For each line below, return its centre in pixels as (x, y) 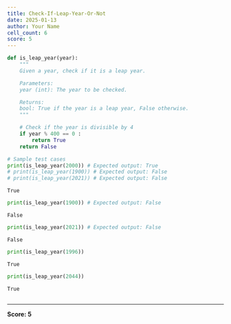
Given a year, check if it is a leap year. (83, 71)
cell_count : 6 (27, 33)
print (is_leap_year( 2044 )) (46, 276)
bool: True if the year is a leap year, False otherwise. (104, 109)
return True (49, 140)
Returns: (32, 102)
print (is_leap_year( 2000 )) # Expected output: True (82, 165)
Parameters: (36, 83)
